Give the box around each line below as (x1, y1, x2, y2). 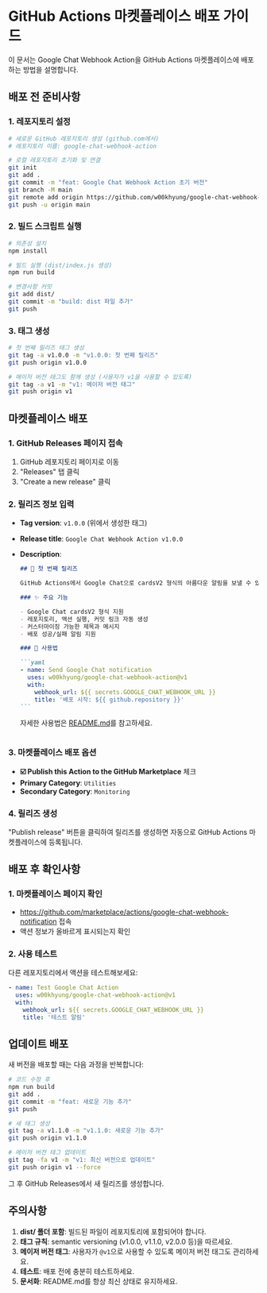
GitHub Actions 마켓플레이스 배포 (8, 7, 220, 25)
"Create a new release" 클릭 (19, 477, 111, 487)
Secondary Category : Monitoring (19, 786, 130, 796)
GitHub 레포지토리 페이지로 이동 (19, 457, 119, 467)
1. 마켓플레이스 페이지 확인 (8, 889, 103, 900)
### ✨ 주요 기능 (19, 593, 69, 602)
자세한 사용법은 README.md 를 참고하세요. (19, 718, 153, 728)
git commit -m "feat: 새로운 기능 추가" (8, 1098, 133, 1106)
